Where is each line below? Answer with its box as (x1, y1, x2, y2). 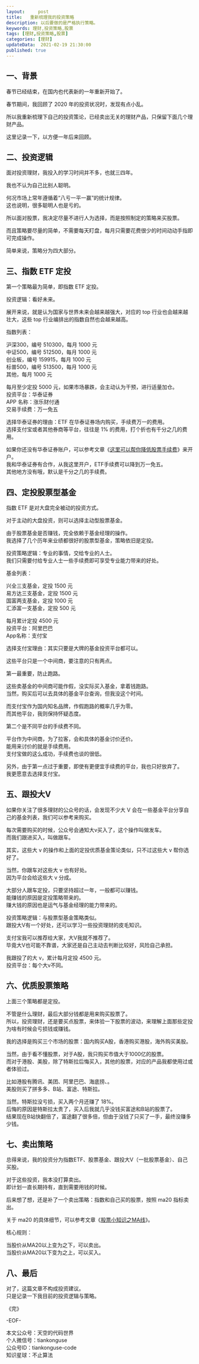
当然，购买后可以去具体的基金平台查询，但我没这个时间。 (6, 690, 146, 697)
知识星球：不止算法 (6, 1352, 53, 1359)
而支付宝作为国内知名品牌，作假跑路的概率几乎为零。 (6, 703, 136, 709)
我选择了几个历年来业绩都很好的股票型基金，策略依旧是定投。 (6, 537, 157, 544)
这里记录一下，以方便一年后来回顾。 (6, 133, 95, 140)
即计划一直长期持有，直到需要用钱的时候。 (6, 1184, 110, 1191)
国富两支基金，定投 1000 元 (6, 597, 73, 604)
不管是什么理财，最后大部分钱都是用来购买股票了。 (6, 1010, 131, 1017)
